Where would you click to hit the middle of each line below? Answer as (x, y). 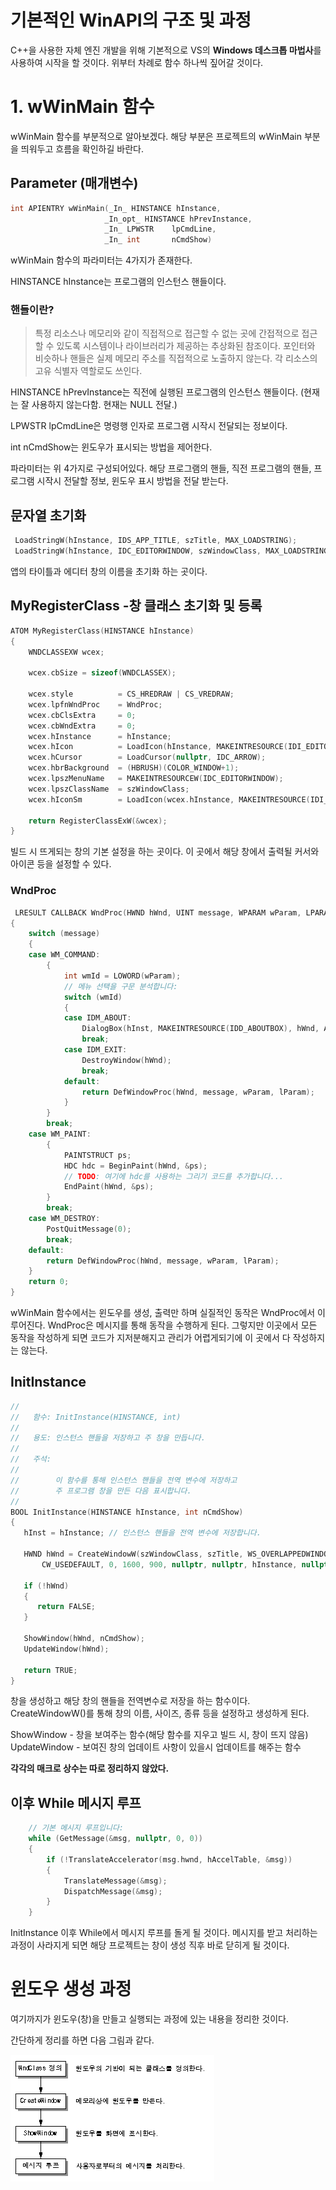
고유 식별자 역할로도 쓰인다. (88, 371)
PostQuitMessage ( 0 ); (89, 1229)
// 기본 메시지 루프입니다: (76, 1828)
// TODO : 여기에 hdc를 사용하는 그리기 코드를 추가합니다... (173, 1176)
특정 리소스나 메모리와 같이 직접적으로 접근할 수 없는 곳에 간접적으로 (167, 333)
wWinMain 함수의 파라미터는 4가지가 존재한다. (101, 260)
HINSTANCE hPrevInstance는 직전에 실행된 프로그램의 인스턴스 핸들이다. (154, 392)
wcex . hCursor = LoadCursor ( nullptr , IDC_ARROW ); (147, 757)
